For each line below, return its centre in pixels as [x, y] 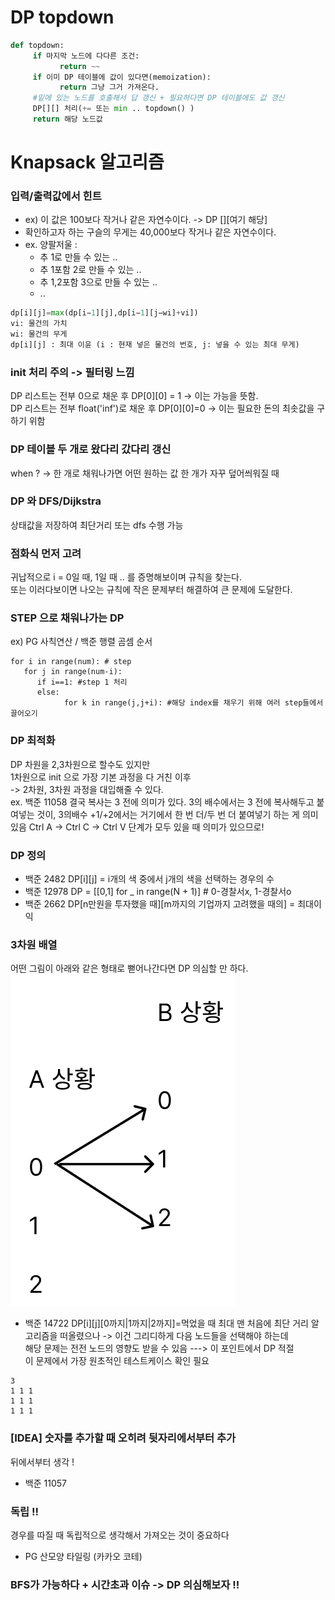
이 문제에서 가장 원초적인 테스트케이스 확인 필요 [117, 1361]
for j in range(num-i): [73, 672]
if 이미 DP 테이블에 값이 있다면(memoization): [122, 77]
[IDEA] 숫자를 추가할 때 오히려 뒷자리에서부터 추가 [123, 1438]
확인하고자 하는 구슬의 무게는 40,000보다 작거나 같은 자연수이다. [150, 232]
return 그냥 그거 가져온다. [109, 87]
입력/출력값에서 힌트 [56, 196]
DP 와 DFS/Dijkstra [56, 501]
